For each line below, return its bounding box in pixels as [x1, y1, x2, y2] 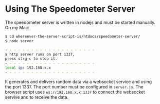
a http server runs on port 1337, [5, 52, 75, 57]
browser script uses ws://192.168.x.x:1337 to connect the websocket [5, 89, 145, 95]
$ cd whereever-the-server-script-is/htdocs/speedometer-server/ [5, 34, 140, 39]
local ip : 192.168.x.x [5, 66, 51, 70]
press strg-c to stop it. [5, 56, 57, 61]
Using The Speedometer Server [5, 3, 135, 15]
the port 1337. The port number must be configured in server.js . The [5, 84, 143, 89]
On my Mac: [5, 24, 30, 30]
